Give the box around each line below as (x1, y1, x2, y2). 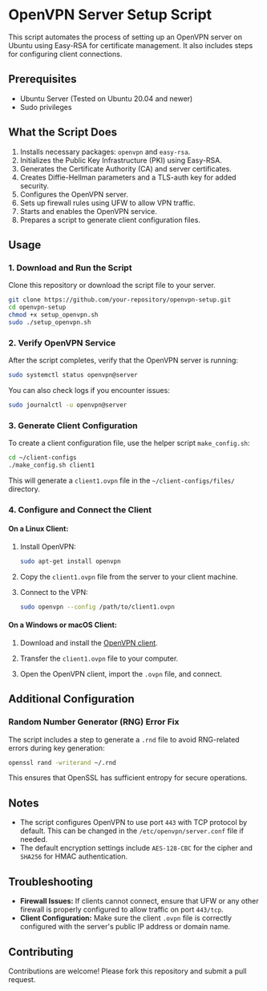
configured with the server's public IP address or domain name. (19, 922, 231, 932)
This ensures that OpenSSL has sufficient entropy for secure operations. (8, 773, 248, 783)
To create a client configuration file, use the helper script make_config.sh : (8, 439, 250, 448)
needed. (19, 835, 48, 844)
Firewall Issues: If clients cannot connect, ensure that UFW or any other (19, 896, 259, 906)
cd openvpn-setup (8, 303, 67, 312)
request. (8, 974, 36, 984)
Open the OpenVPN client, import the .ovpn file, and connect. (19, 669, 223, 678)
